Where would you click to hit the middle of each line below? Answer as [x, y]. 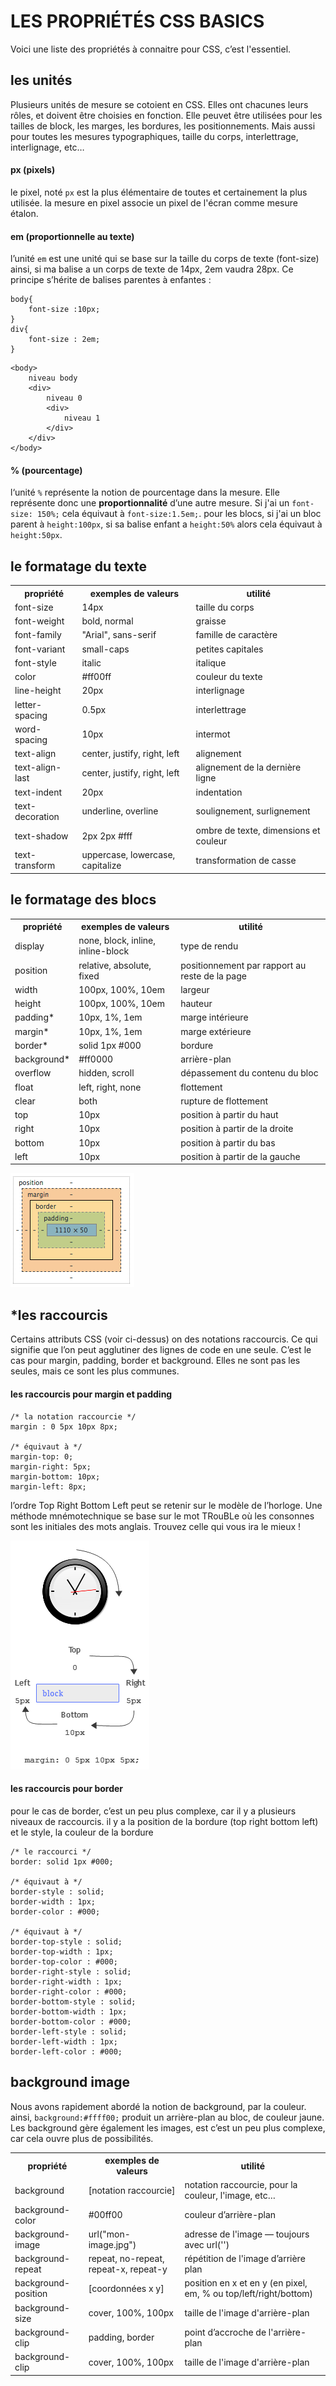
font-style [35, 662]
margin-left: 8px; [48, 1486]
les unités [41, 80]
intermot [213, 734]
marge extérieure [216, 1031]
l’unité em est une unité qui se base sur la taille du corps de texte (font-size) [165, 259]
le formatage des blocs [83, 900]
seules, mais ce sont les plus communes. [95, 1371]
